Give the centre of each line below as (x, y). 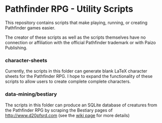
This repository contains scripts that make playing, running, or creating (76, 23)
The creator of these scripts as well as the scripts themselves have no (75, 37)
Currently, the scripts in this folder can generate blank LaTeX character (76, 71)
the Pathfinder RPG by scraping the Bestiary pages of (59, 110)
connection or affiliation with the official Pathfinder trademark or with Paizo (81, 42)
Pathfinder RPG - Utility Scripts (69, 9)
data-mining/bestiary (31, 94)
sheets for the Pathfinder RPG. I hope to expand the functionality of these (79, 76)
